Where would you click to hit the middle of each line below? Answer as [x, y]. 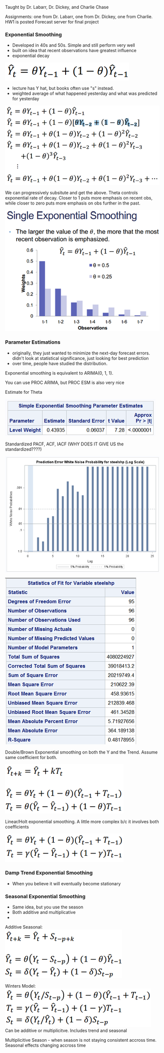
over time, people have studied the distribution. [60, 363]
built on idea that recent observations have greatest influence [74, 51]
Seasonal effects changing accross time [46, 1045]
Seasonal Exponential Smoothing [45, 896]
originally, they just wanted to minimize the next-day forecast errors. [81, 353]
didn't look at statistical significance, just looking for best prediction [81, 358]
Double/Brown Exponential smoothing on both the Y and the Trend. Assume [82, 752]
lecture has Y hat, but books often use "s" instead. [63, 88]
